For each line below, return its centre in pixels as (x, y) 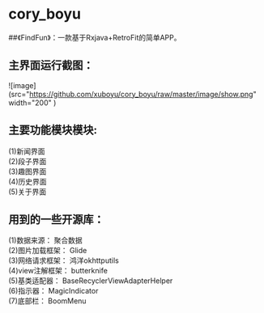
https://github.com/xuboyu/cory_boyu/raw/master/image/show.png (141, 94)
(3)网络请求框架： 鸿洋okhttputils (64, 260)
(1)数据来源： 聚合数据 (45, 240)
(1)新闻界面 (27, 151)
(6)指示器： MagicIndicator (53, 291)
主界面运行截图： (51, 66)
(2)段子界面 (28, 161)
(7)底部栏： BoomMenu (47, 301)
